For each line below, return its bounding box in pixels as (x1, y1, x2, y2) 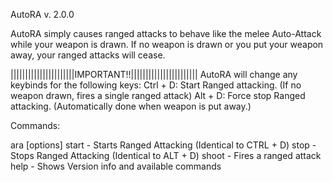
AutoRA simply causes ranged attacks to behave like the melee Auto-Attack (10, 28, 322, 39)
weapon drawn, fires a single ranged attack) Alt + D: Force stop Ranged (10, 90, 306, 101)
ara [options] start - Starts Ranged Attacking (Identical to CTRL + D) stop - (10, 139, 317, 151)
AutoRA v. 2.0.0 (10, 9, 75, 20)
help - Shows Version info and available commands (10, 160, 222, 172)
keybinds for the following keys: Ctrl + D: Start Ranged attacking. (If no (10, 79, 302, 91)
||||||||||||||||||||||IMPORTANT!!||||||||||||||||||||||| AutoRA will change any (10, 69, 298, 80)
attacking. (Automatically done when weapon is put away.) (10, 100, 252, 112)
